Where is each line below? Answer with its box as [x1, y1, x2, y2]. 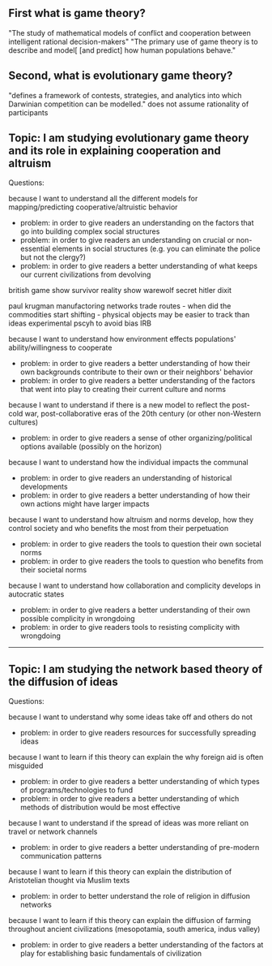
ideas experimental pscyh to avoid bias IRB [8, 318, 152, 328]
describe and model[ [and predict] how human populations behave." [8, 45, 236, 55]
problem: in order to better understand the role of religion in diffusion [19, 891, 251, 901]
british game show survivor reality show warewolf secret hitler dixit [8, 286, 232, 295]
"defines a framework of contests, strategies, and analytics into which [8, 90, 242, 100]
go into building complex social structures [19, 226, 160, 236]
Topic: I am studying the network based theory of [8, 662, 263, 676]
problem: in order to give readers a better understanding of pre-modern [19, 843, 260, 852]
